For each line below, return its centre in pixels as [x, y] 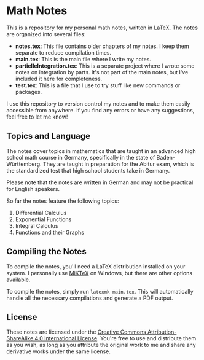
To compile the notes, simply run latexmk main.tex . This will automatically [100, 291]
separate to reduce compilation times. [63, 52]
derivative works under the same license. [58, 351]
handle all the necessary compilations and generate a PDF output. [90, 298]
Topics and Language [49, 136]
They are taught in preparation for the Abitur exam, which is [118, 164]
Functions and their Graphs [50, 232]
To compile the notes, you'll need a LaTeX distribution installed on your [96, 266]
